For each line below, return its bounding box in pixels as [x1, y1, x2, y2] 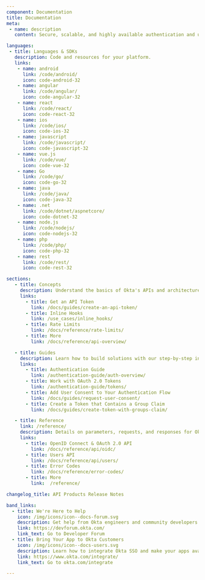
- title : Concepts [14, 282, 62, 288]
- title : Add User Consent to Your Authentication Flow [25, 390, 171, 396]
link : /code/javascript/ [22, 140, 86, 146]
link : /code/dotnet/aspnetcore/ [22, 208, 105, 214]
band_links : [6, 502, 37, 508]
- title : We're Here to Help [12, 508, 86, 514]
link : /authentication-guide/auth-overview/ [31, 372, 146, 379]
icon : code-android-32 [22, 77, 81, 83]
